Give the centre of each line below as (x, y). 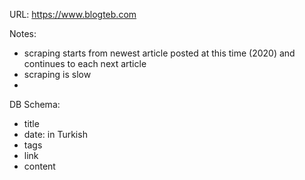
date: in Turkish (55, 134)
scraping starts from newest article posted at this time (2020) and (159, 53)
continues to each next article (85, 63)
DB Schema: (35, 104)
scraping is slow (57, 74)
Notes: (23, 33)
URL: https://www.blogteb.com (73, 14)
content (39, 166)
